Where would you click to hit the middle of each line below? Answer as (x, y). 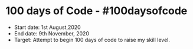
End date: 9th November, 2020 (52, 33)
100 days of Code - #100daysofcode (97, 11)
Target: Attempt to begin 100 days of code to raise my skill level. (92, 40)
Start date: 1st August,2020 (47, 27)
